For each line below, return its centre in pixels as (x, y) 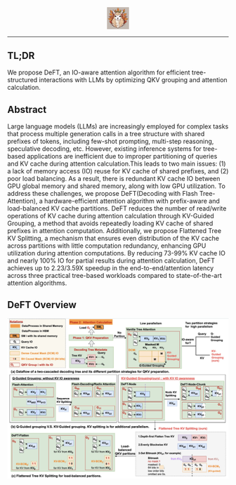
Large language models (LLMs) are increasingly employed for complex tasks (118, 126)
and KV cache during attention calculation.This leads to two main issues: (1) (117, 164)
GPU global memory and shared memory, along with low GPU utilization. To (117, 186)
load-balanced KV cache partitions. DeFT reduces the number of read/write (117, 208)
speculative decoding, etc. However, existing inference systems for (105, 149)
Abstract (27, 109)
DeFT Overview (42, 305)
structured (22, 80)
